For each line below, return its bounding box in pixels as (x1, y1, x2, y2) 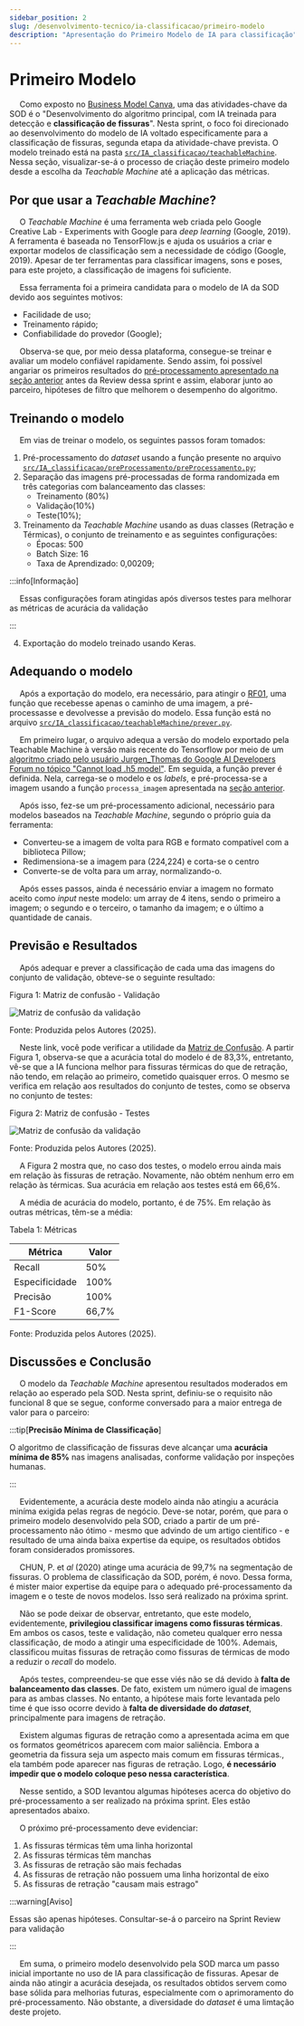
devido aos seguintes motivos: (9, 291, 124, 303)
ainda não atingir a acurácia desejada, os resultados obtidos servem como (9, 1978, 288, 1989)
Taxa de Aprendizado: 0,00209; (35, 557, 155, 568)
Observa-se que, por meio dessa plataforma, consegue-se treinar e (19, 346, 272, 357)
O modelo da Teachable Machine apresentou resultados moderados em (19, 1378, 288, 1389)
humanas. (9, 1461, 47, 1472)
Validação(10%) (35, 499, 95, 511)
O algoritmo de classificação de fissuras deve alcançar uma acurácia (9, 1442, 269, 1453)
